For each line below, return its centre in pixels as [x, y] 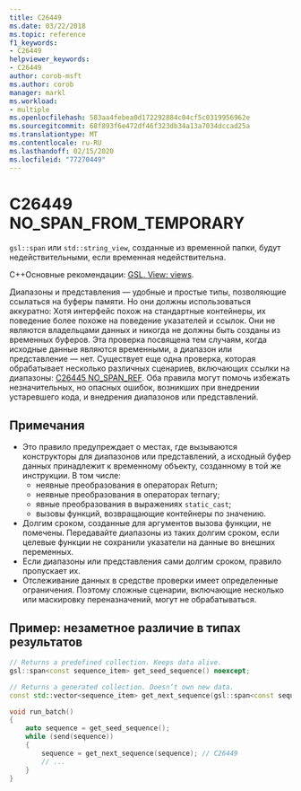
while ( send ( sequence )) [70, 737]
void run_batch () [42, 712]
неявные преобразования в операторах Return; [126, 485]
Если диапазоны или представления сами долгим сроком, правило [152, 561]
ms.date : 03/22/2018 [48, 26]
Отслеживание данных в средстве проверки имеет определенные [150, 581]
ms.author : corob [42, 84]
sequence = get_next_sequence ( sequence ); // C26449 [140, 753]
